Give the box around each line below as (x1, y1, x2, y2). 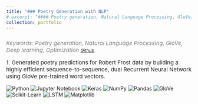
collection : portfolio (6, 19, 62, 25)
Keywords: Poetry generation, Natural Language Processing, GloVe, (6, 39, 183, 47)
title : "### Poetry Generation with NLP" (6, 8, 110, 15)
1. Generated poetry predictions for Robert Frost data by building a (6, 59, 179, 67)
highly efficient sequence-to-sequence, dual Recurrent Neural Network (6, 65, 192, 74)
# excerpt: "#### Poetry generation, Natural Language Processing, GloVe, (6, 14, 194, 20)
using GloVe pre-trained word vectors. (6, 72, 106, 81)
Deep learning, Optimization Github (6, 46, 95, 54)
